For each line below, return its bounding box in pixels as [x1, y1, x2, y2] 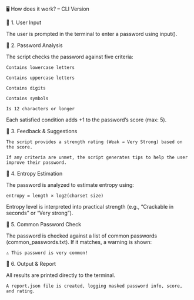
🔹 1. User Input [6, 19, 42, 26]
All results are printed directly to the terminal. [6, 272, 116, 279]
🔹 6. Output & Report [6, 261, 56, 267]
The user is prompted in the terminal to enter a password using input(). [6, 31, 178, 37]
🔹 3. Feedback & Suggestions [6, 128, 78, 134]
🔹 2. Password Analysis [6, 42, 63, 49]
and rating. [6, 288, 35, 294]
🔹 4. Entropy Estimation [6, 170, 63, 177]
